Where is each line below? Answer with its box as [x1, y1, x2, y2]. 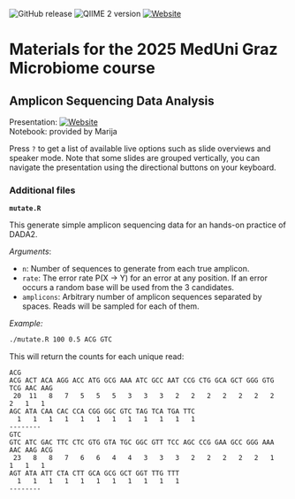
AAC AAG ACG [9, 446, 53, 455]
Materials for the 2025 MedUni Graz [9, 40, 278, 59]
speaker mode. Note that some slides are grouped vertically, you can [9, 153, 261, 163]
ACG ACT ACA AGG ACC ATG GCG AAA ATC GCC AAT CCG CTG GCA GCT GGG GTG [9, 376, 275, 385]
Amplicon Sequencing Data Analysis [9, 93, 215, 108]
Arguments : [9, 246, 52, 257]
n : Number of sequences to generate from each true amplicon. [21, 264, 250, 274]
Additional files [9, 184, 76, 196]
